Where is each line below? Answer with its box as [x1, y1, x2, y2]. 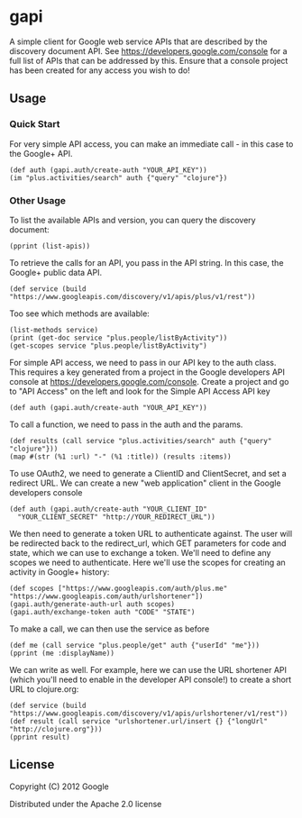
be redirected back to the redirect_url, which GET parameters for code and [9, 538, 287, 549]
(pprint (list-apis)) [9, 241, 91, 250]
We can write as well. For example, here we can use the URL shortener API [9, 664, 287, 675]
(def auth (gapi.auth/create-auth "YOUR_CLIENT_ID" [9, 504, 207, 514]
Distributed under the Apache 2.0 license [9, 798, 162, 809]
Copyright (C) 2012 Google [9, 781, 110, 792]
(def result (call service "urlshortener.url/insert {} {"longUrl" [9, 716, 269, 726]
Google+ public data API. [9, 267, 102, 277]
